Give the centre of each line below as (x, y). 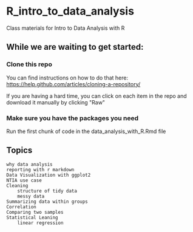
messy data (31, 196)
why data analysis (29, 164)
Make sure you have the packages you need (73, 118)
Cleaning (17, 186)
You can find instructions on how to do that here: (67, 78)
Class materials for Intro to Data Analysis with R (66, 28)
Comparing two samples (35, 212)
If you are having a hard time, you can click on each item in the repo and (96, 96)
